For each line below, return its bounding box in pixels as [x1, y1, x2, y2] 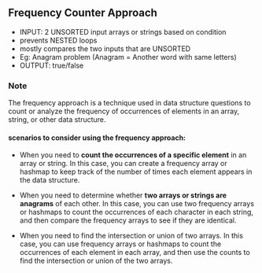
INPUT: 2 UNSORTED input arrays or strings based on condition [19, 27, 227, 36]
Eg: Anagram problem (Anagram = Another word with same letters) [19, 52, 238, 61]
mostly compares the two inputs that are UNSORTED [19, 43, 191, 53]
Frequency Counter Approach [8, 6, 157, 20]
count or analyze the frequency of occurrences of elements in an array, [8, 106, 240, 116]
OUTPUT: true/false [19, 61, 84, 70]
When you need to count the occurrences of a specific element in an [19, 150, 247, 160]
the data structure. [19, 175, 80, 185]
